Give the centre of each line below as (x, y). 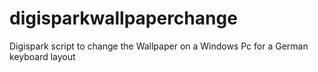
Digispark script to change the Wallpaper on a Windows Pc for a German (159, 46)
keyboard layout (42, 56)
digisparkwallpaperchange (123, 18)
